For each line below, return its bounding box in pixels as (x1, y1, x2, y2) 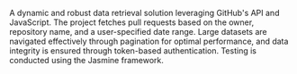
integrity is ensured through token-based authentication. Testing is (9, 45, 256, 56)
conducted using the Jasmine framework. (9, 55, 164, 65)
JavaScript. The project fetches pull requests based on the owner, (9, 17, 255, 28)
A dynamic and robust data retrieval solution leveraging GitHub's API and (9, 8, 280, 18)
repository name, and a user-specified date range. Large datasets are (9, 27, 267, 37)
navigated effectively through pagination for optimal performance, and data (9, 36, 289, 46)
